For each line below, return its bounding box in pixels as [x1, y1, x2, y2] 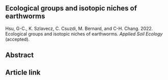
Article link [5, 68, 41, 76]
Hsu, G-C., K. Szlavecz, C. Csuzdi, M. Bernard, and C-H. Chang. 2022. [5, 25, 153, 31]
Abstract [5, 51, 34, 60]
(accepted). [5, 36, 30, 42]
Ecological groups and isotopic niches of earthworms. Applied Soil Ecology [5, 30, 163, 37]
